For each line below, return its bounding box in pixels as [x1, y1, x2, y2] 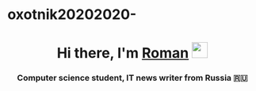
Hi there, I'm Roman [56, 44, 189, 63]
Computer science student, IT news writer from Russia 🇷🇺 [17, 73, 248, 84]
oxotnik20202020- [7, 6, 137, 24]
